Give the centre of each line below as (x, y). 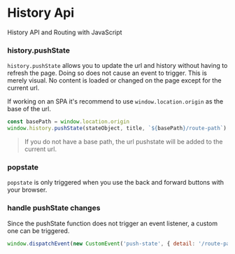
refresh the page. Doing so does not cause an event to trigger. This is (107, 73)
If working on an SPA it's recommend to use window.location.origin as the (115, 101)
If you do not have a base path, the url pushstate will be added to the (123, 141)
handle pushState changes (54, 208)
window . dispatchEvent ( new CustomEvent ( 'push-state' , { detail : (101, 244)
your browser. (27, 190)
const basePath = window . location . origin (69, 122)
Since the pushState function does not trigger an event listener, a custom (113, 223)
